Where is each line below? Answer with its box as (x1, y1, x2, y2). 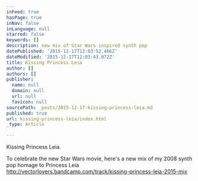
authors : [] (6, 71, 36, 77)
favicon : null (12, 99, 47, 105)
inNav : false (6, 20, 39, 26)
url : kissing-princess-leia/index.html (6, 116, 107, 122)
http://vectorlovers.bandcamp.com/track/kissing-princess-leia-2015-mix (6, 168, 188, 176)
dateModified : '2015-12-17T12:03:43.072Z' (6, 54, 115, 60)
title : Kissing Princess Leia (6, 59, 83, 65)
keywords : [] (6, 37, 39, 43)
